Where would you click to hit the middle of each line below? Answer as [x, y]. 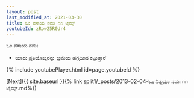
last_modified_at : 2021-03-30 [44, 17]
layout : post [23, 12]
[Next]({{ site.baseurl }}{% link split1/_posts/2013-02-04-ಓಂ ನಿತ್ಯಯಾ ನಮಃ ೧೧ [97, 81]
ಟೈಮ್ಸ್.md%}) [22, 88]
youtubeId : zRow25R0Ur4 [36, 29]
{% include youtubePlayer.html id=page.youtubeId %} [73, 70]
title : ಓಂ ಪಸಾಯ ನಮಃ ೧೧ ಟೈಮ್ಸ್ [41, 23]
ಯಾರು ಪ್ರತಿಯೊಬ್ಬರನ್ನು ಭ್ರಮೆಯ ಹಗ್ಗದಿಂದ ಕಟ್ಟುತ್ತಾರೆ [61, 58]
